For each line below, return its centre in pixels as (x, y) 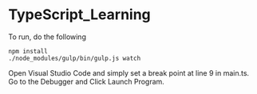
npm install (28, 51)
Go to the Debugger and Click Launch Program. (87, 81)
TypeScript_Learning (80, 15)
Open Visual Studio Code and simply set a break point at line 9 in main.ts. (129, 72)
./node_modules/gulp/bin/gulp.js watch (75, 58)
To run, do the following (47, 37)
